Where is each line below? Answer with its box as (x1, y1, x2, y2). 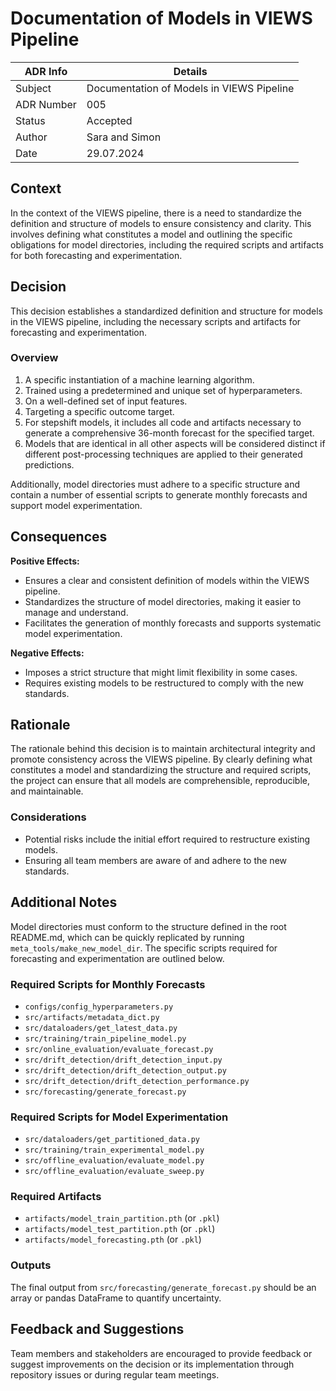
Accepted (86, 113, 133, 127)
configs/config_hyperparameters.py (24, 1002, 174, 1012)
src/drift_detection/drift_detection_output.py (24, 1065, 227, 1076)
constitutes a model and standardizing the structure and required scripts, (10, 764, 312, 776)
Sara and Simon (86, 130, 162, 144)
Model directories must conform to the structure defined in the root (10, 920, 287, 932)
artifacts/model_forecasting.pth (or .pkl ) (24, 1233, 202, 1246)
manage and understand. (24, 606, 129, 618)
